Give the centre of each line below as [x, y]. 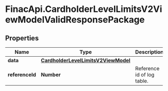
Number [51, 75]
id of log [145, 75]
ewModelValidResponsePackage [75, 20]
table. [142, 81]
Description [149, 52]
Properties [22, 38]
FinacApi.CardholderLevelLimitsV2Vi [84, 9]
